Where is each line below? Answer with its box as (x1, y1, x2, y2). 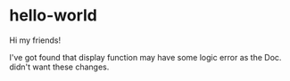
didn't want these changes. (9, 61, 110, 72)
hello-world (9, 5, 98, 26)
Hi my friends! (9, 35, 61, 45)
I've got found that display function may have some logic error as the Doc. (9, 52, 282, 62)
